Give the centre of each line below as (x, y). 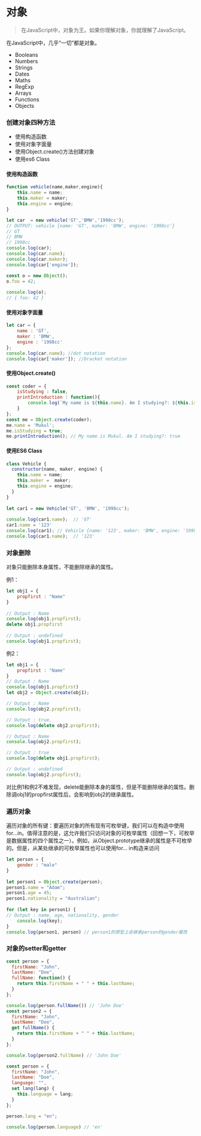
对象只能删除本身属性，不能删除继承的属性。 (61, 567)
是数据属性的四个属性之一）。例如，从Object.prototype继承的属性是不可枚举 (99, 841)
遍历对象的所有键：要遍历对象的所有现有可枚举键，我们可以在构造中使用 (95, 826)
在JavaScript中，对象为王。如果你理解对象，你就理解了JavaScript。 (105, 30)
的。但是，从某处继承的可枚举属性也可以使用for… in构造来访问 (83, 848)
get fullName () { (33, 1028)
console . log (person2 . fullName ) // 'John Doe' (64, 1055)
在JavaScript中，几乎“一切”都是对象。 (53, 43)
